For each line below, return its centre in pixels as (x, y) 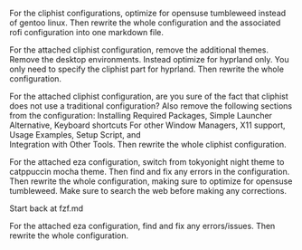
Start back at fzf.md (47, 208)
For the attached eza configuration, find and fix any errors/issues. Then (142, 226)
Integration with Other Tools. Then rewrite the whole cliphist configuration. (148, 144)
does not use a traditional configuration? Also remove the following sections (151, 106)
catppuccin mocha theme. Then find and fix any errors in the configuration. (150, 172)
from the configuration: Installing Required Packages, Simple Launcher (141, 115)
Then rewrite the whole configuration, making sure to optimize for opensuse (151, 181)
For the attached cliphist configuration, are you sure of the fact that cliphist (149, 96)
